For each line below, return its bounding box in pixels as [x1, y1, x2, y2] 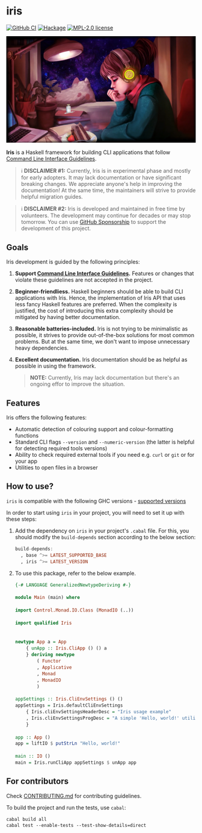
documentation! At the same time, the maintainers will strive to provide [20, 187, 196, 194]
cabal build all [6, 816, 47, 822]
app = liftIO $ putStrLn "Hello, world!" [14, 740, 121, 747]
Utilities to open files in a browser [14, 464, 98, 471]
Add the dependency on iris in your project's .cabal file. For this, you [14, 527, 189, 534]
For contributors [6, 776, 69, 787]
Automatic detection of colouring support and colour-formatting [14, 426, 173, 433]
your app [14, 457, 38, 465]
